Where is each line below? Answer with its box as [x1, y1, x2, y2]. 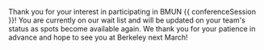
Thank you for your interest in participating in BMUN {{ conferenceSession [8, 7, 257, 16]
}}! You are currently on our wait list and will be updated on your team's [8, 15, 246, 25]
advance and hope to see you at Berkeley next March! [8, 32, 188, 42]
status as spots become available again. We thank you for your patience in [8, 24, 256, 33]
